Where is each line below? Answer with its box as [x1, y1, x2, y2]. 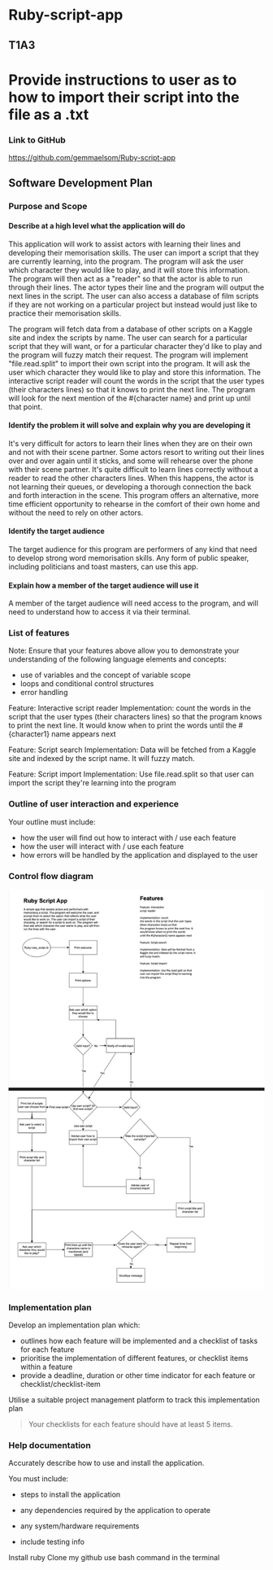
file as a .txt [8, 105, 89, 124]
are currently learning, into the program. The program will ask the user [8, 256, 244, 266]
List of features [8, 628, 71, 639]
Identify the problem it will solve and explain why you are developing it [8, 421, 251, 431]
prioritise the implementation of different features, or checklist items [19, 1353, 249, 1362]
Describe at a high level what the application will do [8, 221, 185, 230]
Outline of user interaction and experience [8, 798, 180, 810]
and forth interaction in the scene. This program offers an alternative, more [8, 490, 259, 500]
